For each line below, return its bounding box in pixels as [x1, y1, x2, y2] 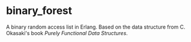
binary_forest [6, 4, 72, 17]
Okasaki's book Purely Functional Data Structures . [6, 29, 128, 36]
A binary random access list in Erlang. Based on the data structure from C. [6, 23, 186, 30]
